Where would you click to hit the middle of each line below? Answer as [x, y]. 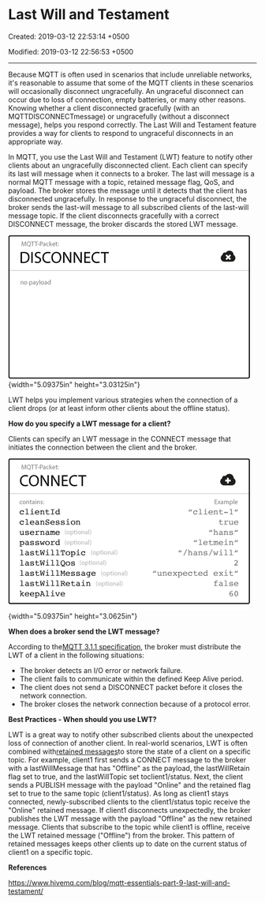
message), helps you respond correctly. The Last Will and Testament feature [132, 125]
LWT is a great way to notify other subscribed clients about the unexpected [131, 734]
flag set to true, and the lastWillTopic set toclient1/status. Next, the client [126, 777]
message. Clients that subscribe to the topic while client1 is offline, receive [129, 826]
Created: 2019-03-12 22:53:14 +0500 [69, 36]
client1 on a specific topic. [50, 852]
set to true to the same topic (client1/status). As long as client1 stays [118, 793]
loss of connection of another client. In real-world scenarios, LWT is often [128, 743]
